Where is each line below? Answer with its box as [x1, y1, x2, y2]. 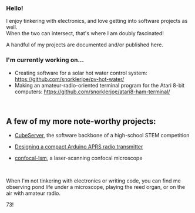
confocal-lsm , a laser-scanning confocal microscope [14, 154, 143, 162]
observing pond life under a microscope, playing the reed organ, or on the [6, 184, 186, 191]
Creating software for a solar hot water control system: [14, 69, 148, 76]
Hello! [6, 4, 23, 12]
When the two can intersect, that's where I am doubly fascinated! [6, 30, 164, 37]
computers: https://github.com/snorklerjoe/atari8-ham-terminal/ [14, 88, 170, 95]
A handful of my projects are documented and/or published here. [6, 41, 163, 48]
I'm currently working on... [6, 56, 84, 64]
